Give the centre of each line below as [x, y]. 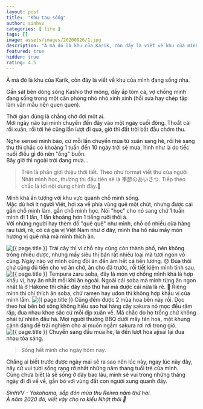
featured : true [25, 52]
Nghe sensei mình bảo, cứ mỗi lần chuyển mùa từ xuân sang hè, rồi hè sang [101, 141]
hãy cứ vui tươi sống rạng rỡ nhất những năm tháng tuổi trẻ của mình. [92, 368]
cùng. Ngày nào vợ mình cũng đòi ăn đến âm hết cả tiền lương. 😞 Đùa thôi [99, 261]
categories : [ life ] [34, 29]
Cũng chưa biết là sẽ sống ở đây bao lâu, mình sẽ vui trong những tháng [96, 374]
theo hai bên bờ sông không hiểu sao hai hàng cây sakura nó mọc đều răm [99, 306]
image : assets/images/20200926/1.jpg [54, 40]
